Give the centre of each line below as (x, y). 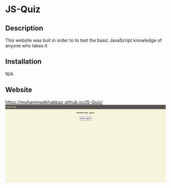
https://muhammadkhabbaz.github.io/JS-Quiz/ (54, 102)
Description (24, 28)
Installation (23, 62)
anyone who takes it (26, 46)
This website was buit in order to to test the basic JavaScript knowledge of (84, 40)
